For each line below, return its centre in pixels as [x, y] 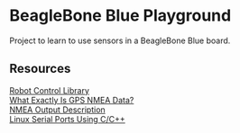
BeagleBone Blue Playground [120, 16]
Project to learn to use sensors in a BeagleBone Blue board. [120, 40]
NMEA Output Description [57, 110]
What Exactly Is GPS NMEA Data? [72, 100]
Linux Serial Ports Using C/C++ [68, 119]
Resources [40, 69]
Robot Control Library [50, 90]
